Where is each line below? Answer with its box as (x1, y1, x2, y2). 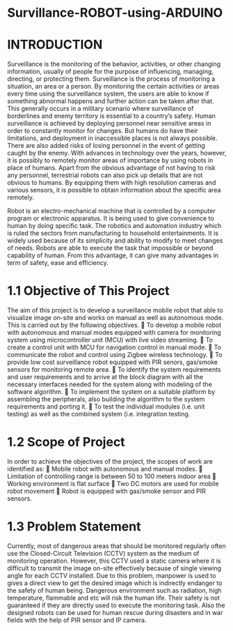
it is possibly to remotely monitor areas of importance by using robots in (7, 156, 214, 165)
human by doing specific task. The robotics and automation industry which (7, 222, 222, 230)
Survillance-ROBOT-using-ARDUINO (7, 5, 223, 21)
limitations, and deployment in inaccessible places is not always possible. (7, 134, 218, 142)
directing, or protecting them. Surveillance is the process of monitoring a (7, 75, 216, 83)
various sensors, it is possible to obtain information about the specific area (7, 186, 221, 195)
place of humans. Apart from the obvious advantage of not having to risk (7, 164, 216, 172)
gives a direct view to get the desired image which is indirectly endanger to (7, 579, 223, 587)
